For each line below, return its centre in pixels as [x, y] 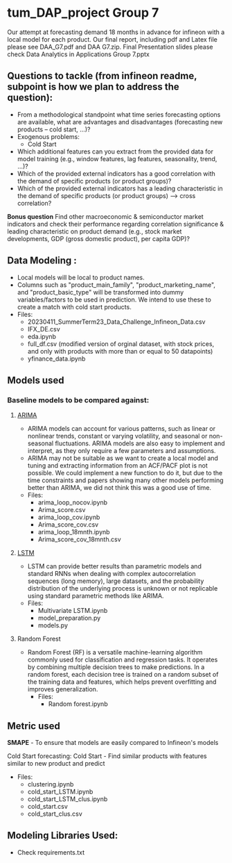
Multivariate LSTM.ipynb [73, 611]
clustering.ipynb [51, 784]
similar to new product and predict [56, 764]
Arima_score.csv [62, 510]
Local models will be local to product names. [81, 277]
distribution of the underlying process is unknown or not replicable [123, 589]
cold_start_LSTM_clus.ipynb [68, 799]
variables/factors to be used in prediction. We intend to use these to [114, 299]
